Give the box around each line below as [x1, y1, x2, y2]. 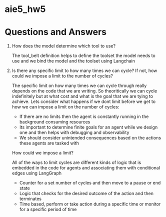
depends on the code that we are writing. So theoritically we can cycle [11, 88, 157, 94]
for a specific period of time [19, 206, 77, 212]
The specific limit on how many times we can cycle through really [11, 82, 147, 88]
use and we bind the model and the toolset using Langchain [11, 58, 135, 64]
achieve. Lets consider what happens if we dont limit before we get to [11, 98, 156, 104]
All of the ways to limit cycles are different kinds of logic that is [11, 159, 141, 165]
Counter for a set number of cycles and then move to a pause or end [19, 180, 161, 186]
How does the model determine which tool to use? [11, 43, 116, 49]
